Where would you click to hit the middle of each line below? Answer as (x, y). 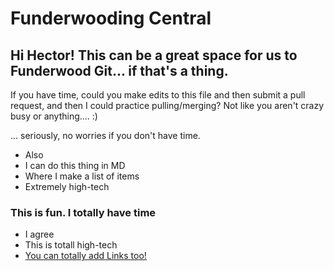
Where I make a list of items (82, 176)
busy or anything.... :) (54, 116)
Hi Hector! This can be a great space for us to (154, 55)
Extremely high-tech (67, 186)
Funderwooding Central (111, 18)
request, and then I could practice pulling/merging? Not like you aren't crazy (167, 105)
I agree (39, 234)
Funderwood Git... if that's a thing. (119, 70)
